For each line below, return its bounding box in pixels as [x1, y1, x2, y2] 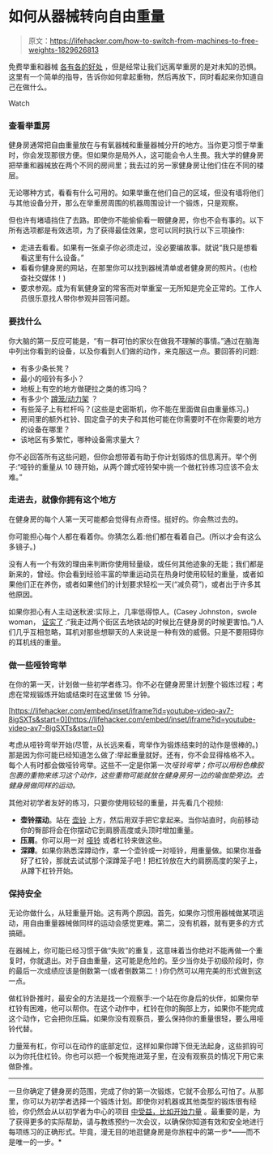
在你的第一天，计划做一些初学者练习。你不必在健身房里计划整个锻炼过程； [8, 679, 257, 689]
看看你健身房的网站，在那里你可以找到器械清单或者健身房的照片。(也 [19, 263, 250, 273]
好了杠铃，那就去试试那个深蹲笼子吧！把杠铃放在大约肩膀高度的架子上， [19, 856, 262, 865]
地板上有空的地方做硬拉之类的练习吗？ [19, 384, 148, 393]
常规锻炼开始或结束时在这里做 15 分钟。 [22, 690, 155, 700]
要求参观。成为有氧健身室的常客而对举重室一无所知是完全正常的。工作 [19, 284, 255, 293]
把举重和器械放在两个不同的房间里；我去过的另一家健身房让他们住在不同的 [8, 160, 257, 171]
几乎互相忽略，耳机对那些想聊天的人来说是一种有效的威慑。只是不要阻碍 [15, 627, 257, 636]
